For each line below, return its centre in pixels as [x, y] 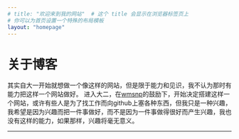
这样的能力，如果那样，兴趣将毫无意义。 [79, 121]
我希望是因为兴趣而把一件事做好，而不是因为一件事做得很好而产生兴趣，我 [116, 112]
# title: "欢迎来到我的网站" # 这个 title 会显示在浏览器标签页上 [98, 14]
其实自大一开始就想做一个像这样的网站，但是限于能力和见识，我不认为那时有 [119, 85]
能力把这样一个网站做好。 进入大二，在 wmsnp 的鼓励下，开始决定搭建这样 [116, 94]
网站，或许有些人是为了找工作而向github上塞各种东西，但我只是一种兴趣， [122, 103]
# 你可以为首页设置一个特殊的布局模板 [56, 21]
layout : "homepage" [36, 27]
